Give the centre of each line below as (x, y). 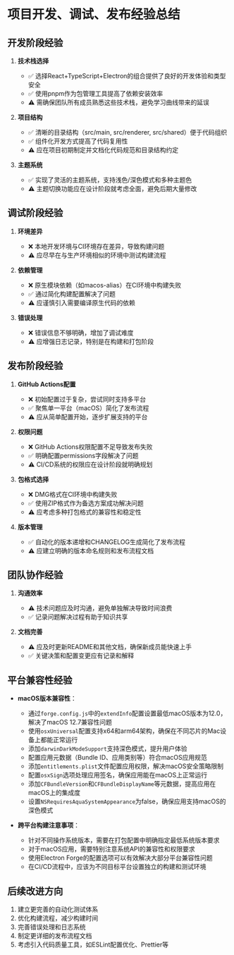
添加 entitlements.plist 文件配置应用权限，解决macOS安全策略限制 (126, 766)
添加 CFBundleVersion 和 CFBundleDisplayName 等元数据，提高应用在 (122, 784)
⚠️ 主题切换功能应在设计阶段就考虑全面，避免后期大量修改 (112, 189)
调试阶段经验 (35, 213)
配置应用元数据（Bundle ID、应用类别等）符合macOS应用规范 (118, 758)
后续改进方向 (35, 891)
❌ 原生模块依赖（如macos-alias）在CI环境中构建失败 (105, 285)
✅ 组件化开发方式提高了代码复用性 (78, 141)
